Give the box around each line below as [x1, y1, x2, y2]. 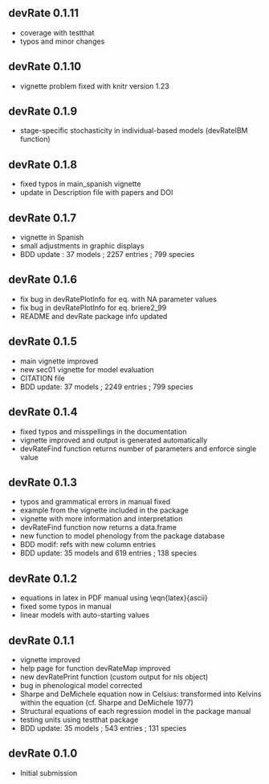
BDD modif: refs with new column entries [19, 540, 157, 550]
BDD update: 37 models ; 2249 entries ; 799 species [19, 382, 194, 392]
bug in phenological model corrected [19, 680, 143, 690]
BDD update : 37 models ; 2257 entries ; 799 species [19, 250, 195, 259]
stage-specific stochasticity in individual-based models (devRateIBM [19, 126, 248, 135]
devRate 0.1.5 [8, 334, 78, 349]
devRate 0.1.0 [8, 747, 78, 761]
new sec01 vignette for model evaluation [19, 364, 154, 374]
